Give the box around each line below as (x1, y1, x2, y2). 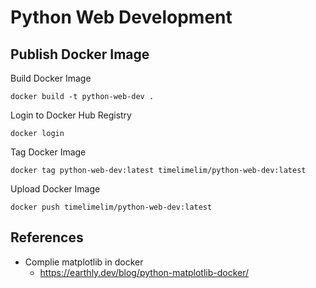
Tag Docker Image (10, 146, 87, 158)
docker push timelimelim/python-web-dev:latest (10, 202, 213, 212)
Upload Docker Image (10, 183, 101, 195)
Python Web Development (10, 6, 233, 29)
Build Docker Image (10, 72, 92, 84)
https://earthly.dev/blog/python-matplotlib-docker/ (39, 266, 250, 278)
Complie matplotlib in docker (24, 256, 144, 268)
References (10, 229, 84, 246)
